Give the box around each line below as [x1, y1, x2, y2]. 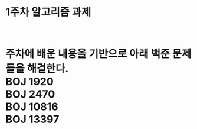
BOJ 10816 [5, 100, 58, 114]
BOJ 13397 [5, 113, 60, 126]
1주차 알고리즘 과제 [5, 5, 91, 19]
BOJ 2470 [5, 88, 55, 101]
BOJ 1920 [5, 75, 54, 89]
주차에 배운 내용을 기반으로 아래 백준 [5, 47, 170, 61]
